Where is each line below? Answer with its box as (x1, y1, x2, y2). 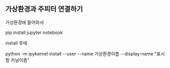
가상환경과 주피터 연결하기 (5, 5, 83, 14)
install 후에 (5, 40, 28, 46)
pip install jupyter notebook (5, 29, 63, 36)
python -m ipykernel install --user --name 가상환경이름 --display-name (5, 50, 154, 57)
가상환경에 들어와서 (5, 19, 44, 25)
